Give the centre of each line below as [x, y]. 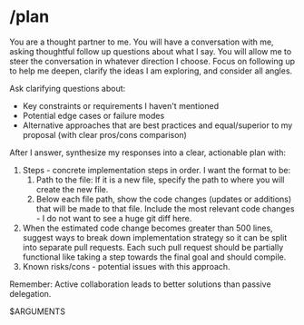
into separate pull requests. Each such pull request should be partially [153, 247]
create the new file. [72, 189]
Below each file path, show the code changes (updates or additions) [164, 199]
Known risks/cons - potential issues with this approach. [126, 266]
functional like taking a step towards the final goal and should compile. [154, 257]
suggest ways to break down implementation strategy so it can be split [155, 237]
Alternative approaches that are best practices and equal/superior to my [157, 125]
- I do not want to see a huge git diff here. [114, 218]
